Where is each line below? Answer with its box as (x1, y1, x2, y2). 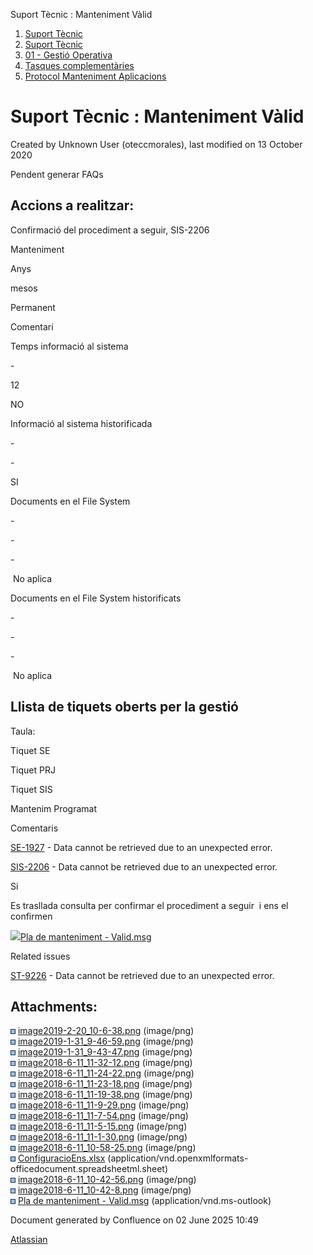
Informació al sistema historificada (10, 417, 153, 429)
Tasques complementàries (24, 60, 135, 71)
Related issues (10, 950, 71, 962)
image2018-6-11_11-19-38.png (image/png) (17, 1089, 193, 1101)
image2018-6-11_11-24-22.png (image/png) (17, 1067, 195, 1079)
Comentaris (10, 822, 59, 834)
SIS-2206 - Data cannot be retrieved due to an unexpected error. (10, 860, 278, 873)
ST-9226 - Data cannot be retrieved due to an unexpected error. (10, 969, 275, 981)
